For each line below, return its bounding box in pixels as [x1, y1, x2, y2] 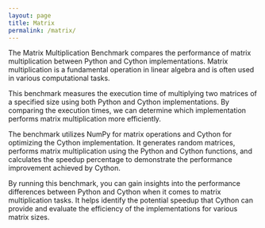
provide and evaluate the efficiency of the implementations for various [8, 204, 238, 214]
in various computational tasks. [8, 73, 110, 83]
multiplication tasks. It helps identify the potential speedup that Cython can [8, 195, 254, 205]
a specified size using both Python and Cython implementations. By [8, 97, 230, 107]
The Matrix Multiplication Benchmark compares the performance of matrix [8, 48, 252, 58]
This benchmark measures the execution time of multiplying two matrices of [8, 89, 258, 99]
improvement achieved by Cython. [8, 164, 121, 173]
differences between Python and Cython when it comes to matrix [8, 187, 221, 197]
